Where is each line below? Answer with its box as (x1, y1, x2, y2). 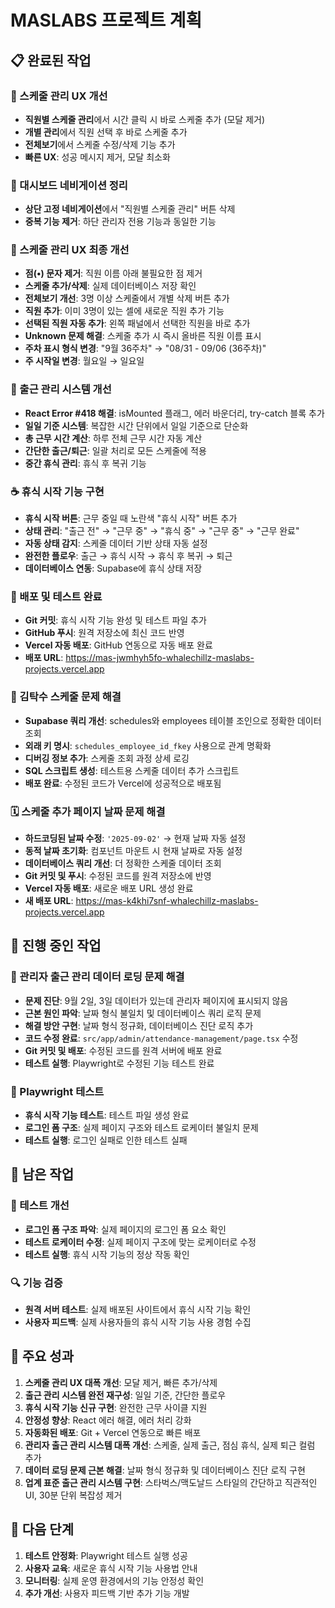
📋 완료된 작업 (10, 52, 92, 69)
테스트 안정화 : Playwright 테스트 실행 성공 (24, 1549, 188, 1561)
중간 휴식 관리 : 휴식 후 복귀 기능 (24, 457, 147, 469)
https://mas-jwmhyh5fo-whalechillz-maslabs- (65, 652, 255, 664)
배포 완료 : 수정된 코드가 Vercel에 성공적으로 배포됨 (24, 777, 222, 789)
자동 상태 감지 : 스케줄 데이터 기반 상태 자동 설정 (24, 537, 208, 550)
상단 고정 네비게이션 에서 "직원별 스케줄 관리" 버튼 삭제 (24, 203, 236, 215)
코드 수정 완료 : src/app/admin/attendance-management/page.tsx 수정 (24, 1032, 299, 1044)
